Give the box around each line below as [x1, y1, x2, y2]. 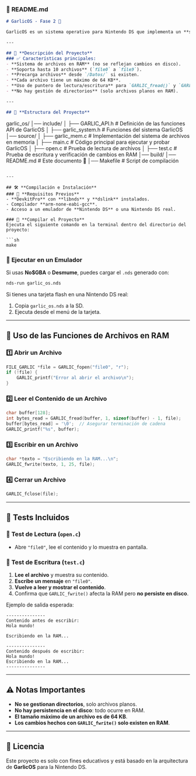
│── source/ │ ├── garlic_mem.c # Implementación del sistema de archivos [6, 132, 190, 139]
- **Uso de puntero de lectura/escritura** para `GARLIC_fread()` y [6, 83, 176, 89]
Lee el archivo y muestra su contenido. [14, 571, 109, 578]
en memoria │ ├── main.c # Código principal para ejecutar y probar [6, 138, 170, 145]
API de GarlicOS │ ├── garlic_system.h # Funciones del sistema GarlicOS [6, 126, 183, 133]
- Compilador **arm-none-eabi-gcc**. [6, 201, 98, 207]
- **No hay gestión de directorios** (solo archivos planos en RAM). [6, 88, 179, 94]
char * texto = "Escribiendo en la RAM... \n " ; [6, 456, 118, 462]
